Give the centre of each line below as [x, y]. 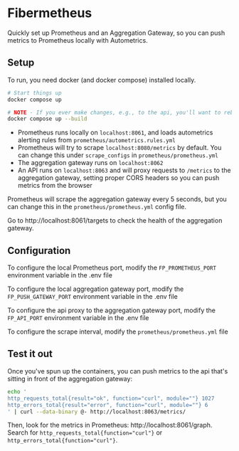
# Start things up [34, 93]
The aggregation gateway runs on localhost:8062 [90, 163]
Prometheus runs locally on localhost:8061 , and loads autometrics [115, 132]
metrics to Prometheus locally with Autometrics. [78, 40]
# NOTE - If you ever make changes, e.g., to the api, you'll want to [114, 112]
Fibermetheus [50, 13]
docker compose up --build [47, 119]
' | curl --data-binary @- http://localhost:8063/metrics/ [97, 412]
